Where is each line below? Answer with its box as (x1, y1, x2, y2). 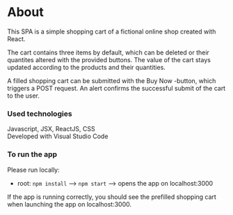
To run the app (7, 149, 58, 159)
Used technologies (7, 109, 72, 119)
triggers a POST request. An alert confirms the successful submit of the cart (7, 84, 226, 92)
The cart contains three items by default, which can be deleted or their (7, 48, 210, 57)
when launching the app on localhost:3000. (7, 200, 132, 208)
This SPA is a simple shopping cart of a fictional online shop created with (7, 27, 216, 36)
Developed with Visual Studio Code (7, 132, 109, 140)
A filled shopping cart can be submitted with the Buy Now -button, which (7, 76, 216, 84)
